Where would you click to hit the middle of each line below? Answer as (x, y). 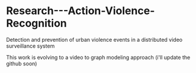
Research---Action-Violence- (81, 11)
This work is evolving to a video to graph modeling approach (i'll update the (98, 57)
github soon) (22, 64)
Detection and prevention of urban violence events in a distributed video (94, 39)
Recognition (36, 23)
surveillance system (30, 46)
